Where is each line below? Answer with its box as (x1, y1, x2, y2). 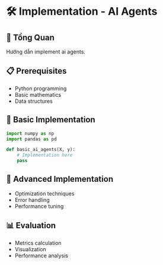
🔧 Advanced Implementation (6, 174, 114, 184)
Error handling (14, 196, 50, 203)
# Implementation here (17, 152, 73, 158)
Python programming (14, 84, 67, 92)
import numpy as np (6, 130, 55, 137)
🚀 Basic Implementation (6, 115, 96, 125)
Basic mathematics (14, 91, 62, 98)
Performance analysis (14, 252, 68, 259)
